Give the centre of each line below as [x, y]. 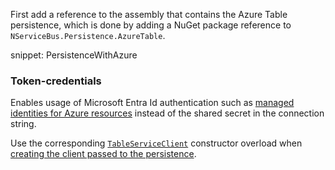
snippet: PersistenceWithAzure [74, 55]
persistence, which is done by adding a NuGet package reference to [151, 25]
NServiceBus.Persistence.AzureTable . [88, 35]
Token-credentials [56, 81]
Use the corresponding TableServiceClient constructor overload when [156, 143]
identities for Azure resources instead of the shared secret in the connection [167, 113]
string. [23, 124]
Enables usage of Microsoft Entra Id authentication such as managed [152, 103]
